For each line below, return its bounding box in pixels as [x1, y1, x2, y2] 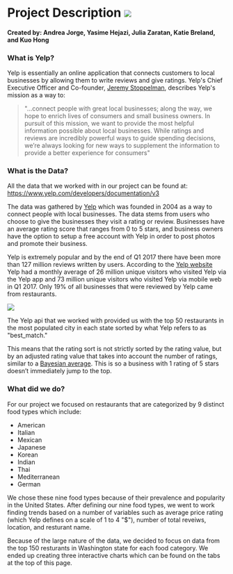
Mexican [17, 436, 42, 444]
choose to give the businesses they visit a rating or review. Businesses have [7, 218, 225, 226]
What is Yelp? [7, 53, 54, 63]
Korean [17, 450, 38, 459]
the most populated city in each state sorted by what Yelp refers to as [7, 324, 207, 332]
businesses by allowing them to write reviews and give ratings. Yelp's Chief [7, 76, 223, 85]
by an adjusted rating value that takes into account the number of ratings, [7, 352, 218, 361]
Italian [17, 428, 35, 436]
